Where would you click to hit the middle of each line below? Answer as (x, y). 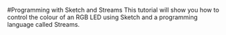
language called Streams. (43, 24)
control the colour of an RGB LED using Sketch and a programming (103, 17)
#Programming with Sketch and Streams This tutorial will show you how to (113, 10)
